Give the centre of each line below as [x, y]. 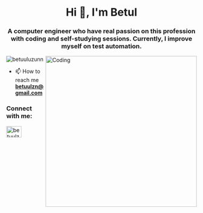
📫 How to [27, 71]
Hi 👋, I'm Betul [101, 12]
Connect [19, 109]
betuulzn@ [29, 86]
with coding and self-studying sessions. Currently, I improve [101, 39]
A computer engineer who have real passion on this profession [101, 31]
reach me [27, 80]
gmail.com [29, 93]
